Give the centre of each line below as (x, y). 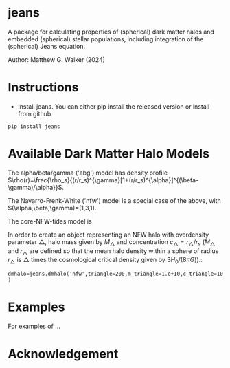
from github (34, 113)
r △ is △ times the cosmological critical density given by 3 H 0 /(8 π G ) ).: (105, 261)
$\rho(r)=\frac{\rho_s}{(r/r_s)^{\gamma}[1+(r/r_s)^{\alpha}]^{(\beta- (103, 180)
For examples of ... (34, 326)
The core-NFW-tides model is (50, 221)
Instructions (43, 88)
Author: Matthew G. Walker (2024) (57, 59)
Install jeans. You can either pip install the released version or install (114, 106)
